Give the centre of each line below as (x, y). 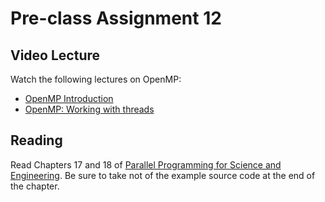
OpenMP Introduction (69, 98)
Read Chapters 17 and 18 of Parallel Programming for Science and (146, 164)
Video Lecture (55, 55)
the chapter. (35, 186)
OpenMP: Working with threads (89, 109)
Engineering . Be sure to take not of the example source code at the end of (163, 175)
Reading (36, 140)
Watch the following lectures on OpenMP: (96, 79)
